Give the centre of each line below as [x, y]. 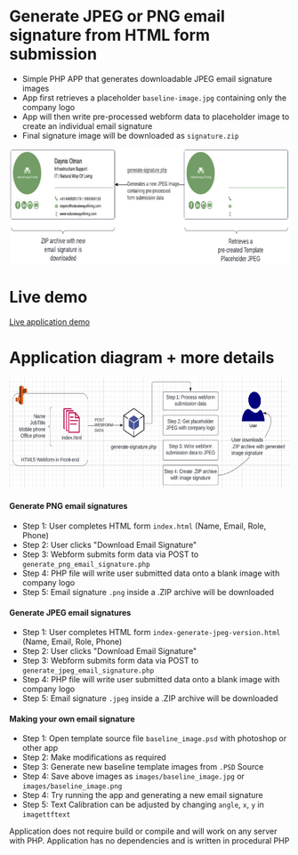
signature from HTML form [110, 35]
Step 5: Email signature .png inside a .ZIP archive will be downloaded [148, 593]
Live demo [48, 298]
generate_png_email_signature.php [86, 565]
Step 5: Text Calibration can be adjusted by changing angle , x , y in [143, 805]
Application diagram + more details [142, 358]
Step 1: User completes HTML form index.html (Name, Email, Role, [144, 526]
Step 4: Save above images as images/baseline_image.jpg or [133, 777]
